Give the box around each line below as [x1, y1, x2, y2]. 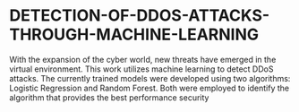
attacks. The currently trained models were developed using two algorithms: [9, 73, 291, 83]
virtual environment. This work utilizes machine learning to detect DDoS [9, 64, 274, 74]
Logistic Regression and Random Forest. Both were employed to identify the [9, 82, 290, 93]
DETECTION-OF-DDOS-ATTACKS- [9, 5, 270, 26]
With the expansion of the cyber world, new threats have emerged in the [9, 54, 277, 65]
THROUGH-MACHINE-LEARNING [9, 24, 260, 45]
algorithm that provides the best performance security [9, 91, 209, 103]
